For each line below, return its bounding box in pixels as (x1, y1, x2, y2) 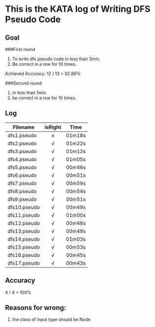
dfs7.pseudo (7, 180, 37, 187)
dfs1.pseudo (7, 132, 37, 138)
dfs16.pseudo (7, 251, 40, 258)
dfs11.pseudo (7, 212, 40, 218)
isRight (44, 124, 62, 131)
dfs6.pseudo (7, 172, 37, 179)
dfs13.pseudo (7, 227, 40, 234)
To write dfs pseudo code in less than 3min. (12, 56, 101, 62)
